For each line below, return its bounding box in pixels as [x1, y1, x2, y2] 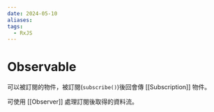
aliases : [7, 17, 33, 24]
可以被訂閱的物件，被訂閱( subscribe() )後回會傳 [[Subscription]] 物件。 [7, 83, 211, 91]
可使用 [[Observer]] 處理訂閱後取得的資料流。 [7, 97, 138, 106]
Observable [7, 59, 77, 75]
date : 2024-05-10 [7, 10, 58, 17]
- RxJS [13, 29, 33, 37]
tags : [7, 23, 23, 30]
